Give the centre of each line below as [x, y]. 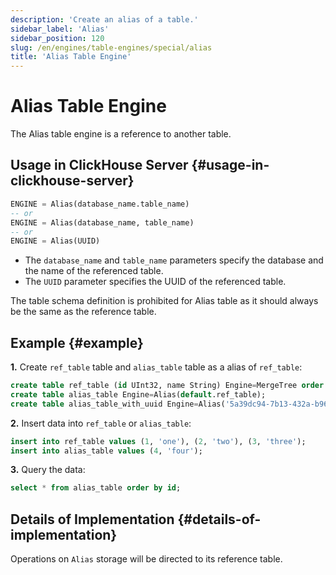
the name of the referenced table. [94, 271]
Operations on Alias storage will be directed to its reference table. [146, 559]
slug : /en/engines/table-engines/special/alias [111, 47]
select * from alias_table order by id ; [96, 488]
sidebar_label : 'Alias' [60, 29]
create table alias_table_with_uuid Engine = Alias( [118, 404]
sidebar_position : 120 [57, 38]
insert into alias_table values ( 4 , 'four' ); [106, 451]
